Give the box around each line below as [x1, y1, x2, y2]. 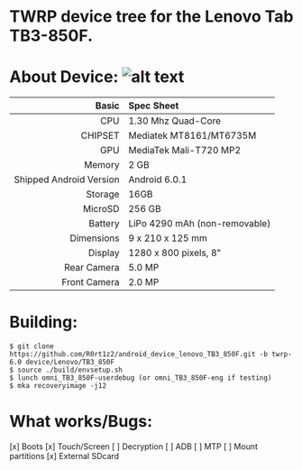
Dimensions [69, 232, 120, 244]
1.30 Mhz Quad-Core [128, 115, 222, 127]
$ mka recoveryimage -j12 [9, 382, 106, 391]
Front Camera [61, 276, 120, 289]
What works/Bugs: [9, 411, 153, 432]
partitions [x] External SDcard [9, 451, 120, 461]
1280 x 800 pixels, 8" [128, 246, 222, 259]
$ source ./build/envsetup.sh [9, 365, 124, 375]
